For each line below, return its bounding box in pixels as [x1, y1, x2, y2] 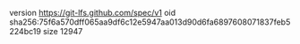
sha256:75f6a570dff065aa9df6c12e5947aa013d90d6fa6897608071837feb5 [9, 17, 291, 27]
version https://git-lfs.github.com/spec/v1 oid [9, 8, 176, 18]
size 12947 [43, 26, 83, 36]
